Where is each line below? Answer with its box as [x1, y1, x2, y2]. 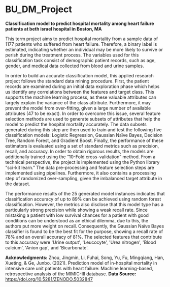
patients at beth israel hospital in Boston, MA [5, 25, 102, 32]
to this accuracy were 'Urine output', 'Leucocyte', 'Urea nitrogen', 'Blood [5, 239, 156, 245]
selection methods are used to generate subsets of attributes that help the [5, 116, 161, 122]
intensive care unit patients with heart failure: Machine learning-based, [5, 265, 153, 271]
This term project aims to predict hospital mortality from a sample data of [5, 36, 158, 42]
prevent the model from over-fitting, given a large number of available [5, 105, 151, 111]
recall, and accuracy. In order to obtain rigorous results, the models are [5, 148, 154, 154]
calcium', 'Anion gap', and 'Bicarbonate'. [5, 244, 89, 250]
